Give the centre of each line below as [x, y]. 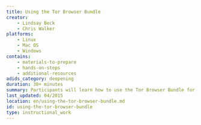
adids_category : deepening [40, 79]
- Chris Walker [36, 29]
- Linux [26, 40]
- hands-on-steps [39, 68]
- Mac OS [28, 46]
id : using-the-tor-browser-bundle [50, 107]
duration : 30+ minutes [35, 85]
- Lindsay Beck [36, 23]
